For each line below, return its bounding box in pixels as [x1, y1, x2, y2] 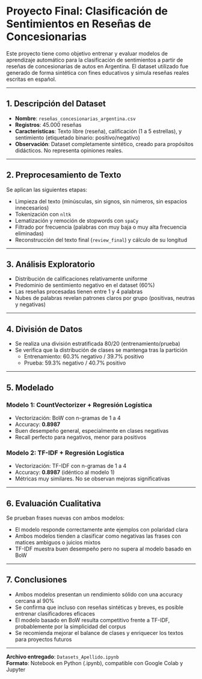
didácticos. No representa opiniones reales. [14, 147, 123, 154]
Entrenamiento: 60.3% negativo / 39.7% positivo [23, 353, 144, 360]
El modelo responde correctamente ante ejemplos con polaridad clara [14, 526, 188, 533]
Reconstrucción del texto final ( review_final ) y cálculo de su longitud [14, 236, 188, 243]
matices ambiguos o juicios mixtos [14, 538, 101, 546]
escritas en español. [6, 75, 57, 83]
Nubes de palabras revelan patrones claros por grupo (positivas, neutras [14, 295, 195, 302]
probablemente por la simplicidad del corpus [14, 623, 126, 630]
